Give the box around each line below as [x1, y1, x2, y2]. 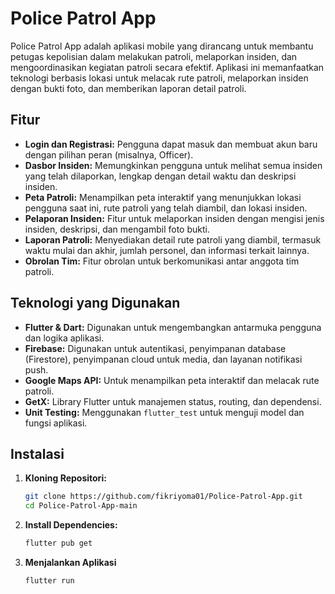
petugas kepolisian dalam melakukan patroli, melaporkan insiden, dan [10, 50, 298, 62]
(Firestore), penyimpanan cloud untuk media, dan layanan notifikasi [24, 353, 303, 365]
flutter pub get [24, 538, 93, 549]
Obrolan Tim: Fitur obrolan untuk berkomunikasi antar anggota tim [24, 255, 300, 267]
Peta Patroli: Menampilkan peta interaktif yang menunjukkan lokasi [24, 191, 302, 203]
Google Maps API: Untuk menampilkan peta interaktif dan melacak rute [24, 374, 320, 386]
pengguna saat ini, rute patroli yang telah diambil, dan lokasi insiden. [24, 202, 308, 214]
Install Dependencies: [24, 519, 118, 531]
